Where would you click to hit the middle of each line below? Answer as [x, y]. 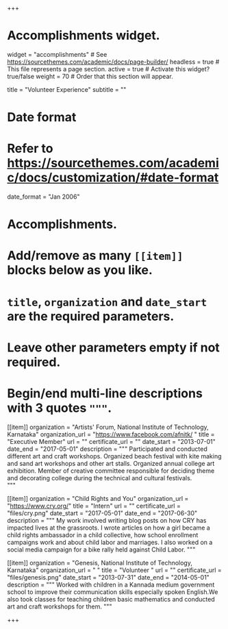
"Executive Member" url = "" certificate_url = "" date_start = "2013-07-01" [111, 441]
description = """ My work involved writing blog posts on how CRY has [107, 520]
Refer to [30, 149]
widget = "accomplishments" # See [57, 54]
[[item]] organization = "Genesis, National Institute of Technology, [100, 563]
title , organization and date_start [107, 301]
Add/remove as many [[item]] [95, 256]
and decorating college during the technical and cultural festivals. [100, 478]
